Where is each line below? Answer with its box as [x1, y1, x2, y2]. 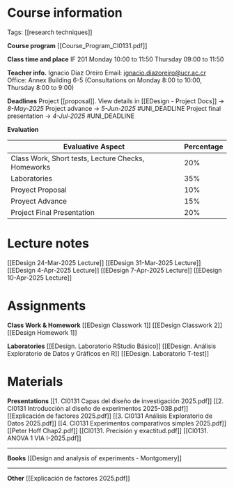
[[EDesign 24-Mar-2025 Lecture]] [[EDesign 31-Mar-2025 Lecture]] [7, 258, 201, 266]
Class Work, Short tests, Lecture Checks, [10, 153, 145, 163]
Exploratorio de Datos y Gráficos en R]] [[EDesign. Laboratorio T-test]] [7, 349, 210, 357]
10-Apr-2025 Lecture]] [7, 273, 72, 282]
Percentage [184, 142, 224, 151]
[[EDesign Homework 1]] [7, 328, 78, 336]
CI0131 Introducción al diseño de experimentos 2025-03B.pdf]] [7, 404, 189, 412]
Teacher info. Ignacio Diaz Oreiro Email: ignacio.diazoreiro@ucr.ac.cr [7, 68, 207, 77]
